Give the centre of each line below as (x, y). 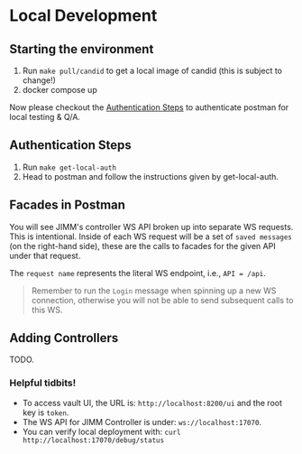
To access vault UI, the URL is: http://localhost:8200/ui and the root (152, 403)
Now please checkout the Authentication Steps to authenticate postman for (149, 107)
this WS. (47, 310)
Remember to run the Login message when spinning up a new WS (154, 291)
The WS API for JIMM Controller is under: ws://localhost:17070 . (142, 422)
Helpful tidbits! (43, 383)
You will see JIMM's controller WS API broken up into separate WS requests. (151, 227)
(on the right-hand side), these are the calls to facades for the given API (143, 246)
